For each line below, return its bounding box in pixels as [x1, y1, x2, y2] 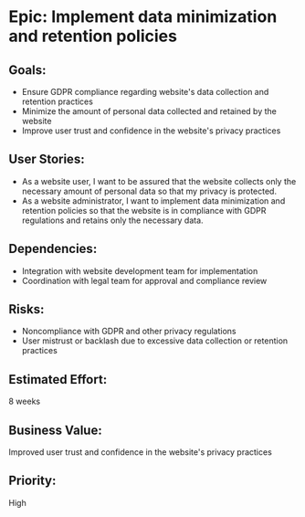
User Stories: [8, 152, 85, 167]
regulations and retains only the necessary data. [21, 215, 204, 226]
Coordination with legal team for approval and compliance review [21, 275, 268, 286]
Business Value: [8, 422, 102, 438]
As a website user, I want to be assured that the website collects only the [21, 175, 297, 186]
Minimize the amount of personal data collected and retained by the [21, 106, 278, 116]
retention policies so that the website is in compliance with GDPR [21, 205, 267, 216]
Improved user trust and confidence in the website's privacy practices [8, 447, 273, 458]
